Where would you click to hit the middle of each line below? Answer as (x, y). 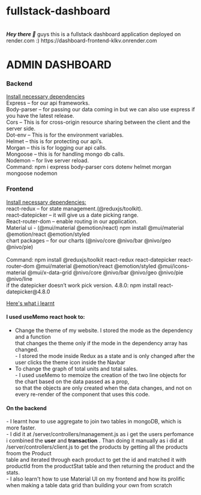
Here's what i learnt (31, 303)
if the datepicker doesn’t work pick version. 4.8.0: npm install (82, 285)
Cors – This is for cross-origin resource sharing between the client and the (98, 122)
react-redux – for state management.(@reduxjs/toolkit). (74, 208)
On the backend (26, 408)
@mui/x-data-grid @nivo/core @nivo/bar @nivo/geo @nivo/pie (105, 272)
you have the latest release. (40, 116)
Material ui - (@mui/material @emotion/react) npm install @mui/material (95, 227)
